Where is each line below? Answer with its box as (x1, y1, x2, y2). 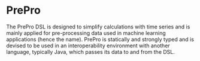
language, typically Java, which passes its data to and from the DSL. (6, 48, 175, 55)
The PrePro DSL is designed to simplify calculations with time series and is (6, 23, 190, 30)
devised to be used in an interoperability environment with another (6, 42, 171, 49)
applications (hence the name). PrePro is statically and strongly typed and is (6, 36, 195, 43)
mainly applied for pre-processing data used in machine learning (6, 29, 166, 36)
